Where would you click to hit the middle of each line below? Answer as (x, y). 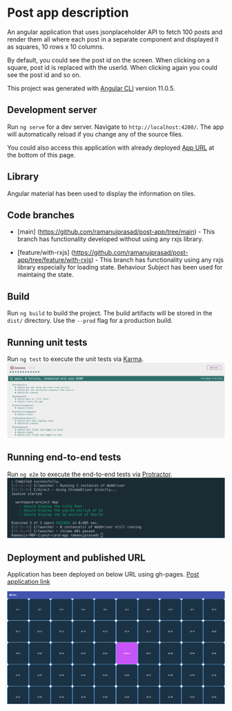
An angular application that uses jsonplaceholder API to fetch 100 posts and (115, 32)
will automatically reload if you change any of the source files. (95, 134)
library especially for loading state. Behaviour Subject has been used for (120, 267)
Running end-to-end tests (64, 458)
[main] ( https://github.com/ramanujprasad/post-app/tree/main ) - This (116, 232)
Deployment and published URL (77, 558)
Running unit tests (47, 342)
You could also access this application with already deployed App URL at (111, 148)
